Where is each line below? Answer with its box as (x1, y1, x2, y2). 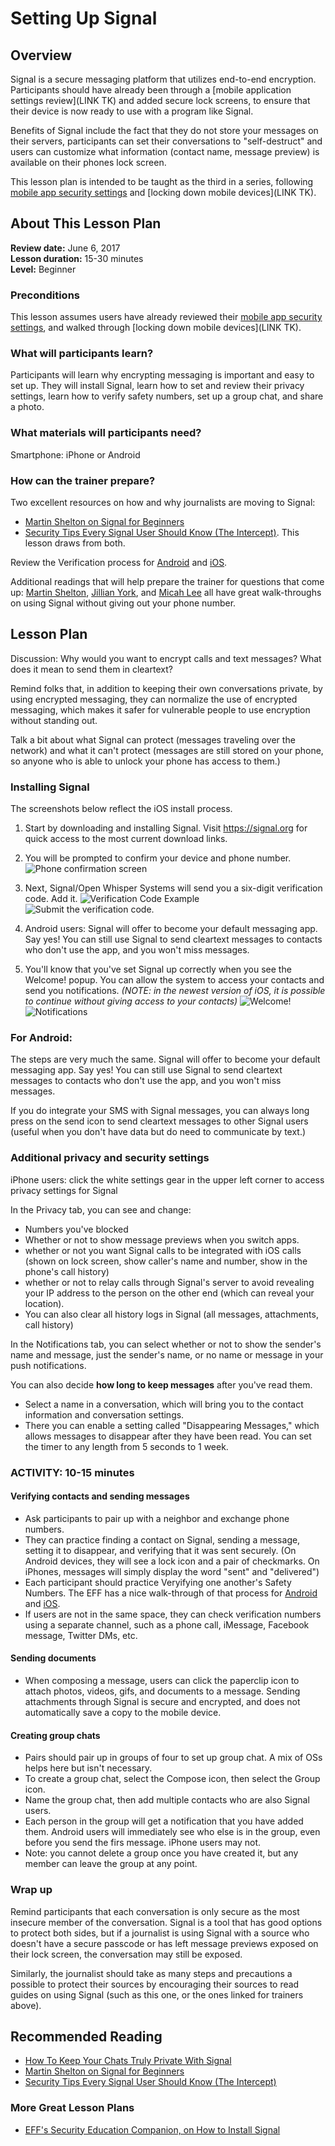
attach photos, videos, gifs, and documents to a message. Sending (24, 1685, 301, 1697)
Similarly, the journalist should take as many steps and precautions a (10, 1967, 293, 1979)
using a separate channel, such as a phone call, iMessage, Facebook (24, 1618, 310, 1631)
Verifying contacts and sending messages (10, 1490, 190, 1502)
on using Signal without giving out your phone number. (10, 597, 237, 609)
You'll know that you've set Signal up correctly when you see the (24, 963, 292, 976)
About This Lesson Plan (10, 215, 162, 232)
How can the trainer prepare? (10, 473, 156, 487)
